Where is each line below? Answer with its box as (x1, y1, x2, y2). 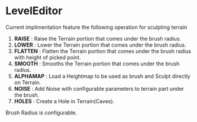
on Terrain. (14, 78, 41, 86)
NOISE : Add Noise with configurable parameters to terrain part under (14, 85, 185, 92)
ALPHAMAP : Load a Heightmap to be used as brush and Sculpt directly (14, 72, 190, 80)
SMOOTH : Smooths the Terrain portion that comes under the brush (14, 60, 180, 67)
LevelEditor (5, 4, 63, 18)
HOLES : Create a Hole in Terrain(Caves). (14, 97, 115, 104)
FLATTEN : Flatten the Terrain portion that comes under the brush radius (14, 47, 192, 54)
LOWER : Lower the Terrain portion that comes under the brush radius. (14, 41, 187, 48)
